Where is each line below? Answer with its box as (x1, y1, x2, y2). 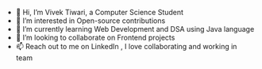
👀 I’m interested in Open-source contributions (15, 16, 166, 25)
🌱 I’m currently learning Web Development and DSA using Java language (15, 25, 255, 33)
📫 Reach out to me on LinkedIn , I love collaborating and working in (15, 42, 237, 51)
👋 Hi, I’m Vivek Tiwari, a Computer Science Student (15, 8, 184, 17)
